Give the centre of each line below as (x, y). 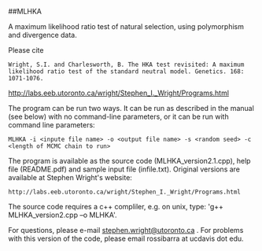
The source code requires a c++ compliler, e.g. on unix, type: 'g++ (116, 207)
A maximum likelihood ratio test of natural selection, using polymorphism (126, 26)
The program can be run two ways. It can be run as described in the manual (131, 108)
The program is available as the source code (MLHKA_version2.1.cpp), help (129, 161)
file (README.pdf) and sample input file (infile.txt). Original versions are (124, 169)
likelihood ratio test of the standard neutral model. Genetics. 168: (126, 72)
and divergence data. (42, 35)
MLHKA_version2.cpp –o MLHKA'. (63, 215)
